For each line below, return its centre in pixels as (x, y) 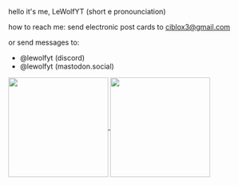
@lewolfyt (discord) (52, 58)
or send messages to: (44, 42)
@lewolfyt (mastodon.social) (67, 66)
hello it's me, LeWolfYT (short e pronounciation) (87, 12)
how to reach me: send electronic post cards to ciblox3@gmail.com (119, 27)
